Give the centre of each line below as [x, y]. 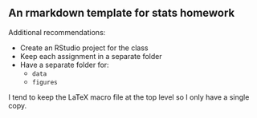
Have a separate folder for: [65, 65]
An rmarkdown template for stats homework [122, 13]
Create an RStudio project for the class [84, 48]
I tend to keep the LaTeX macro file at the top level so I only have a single [129, 97]
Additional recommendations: [57, 32]
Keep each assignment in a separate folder [91, 56]
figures [45, 82]
